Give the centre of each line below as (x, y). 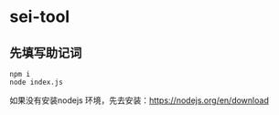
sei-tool (40, 17)
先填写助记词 (46, 52)
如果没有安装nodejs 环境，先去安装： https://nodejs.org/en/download (139, 100)
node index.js (37, 82)
